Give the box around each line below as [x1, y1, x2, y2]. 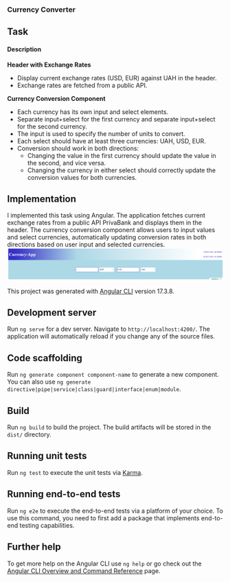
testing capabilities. [19, 521, 75, 529]
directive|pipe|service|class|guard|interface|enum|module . [7, 385, 181, 393]
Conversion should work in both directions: [16, 144, 139, 152]
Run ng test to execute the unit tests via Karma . [7, 468, 143, 476]
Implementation [7, 193, 77, 205]
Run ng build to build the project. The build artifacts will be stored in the [7, 423, 211, 432]
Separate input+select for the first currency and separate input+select [16, 115, 216, 123]
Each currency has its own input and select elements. [16, 108, 169, 116]
